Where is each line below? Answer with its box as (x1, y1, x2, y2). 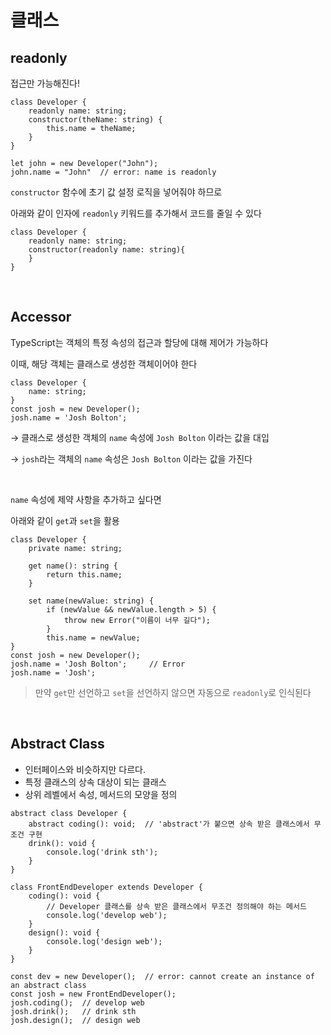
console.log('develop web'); (46, 910, 168, 920)
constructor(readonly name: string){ (28, 245, 186, 255)
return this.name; (46, 569, 123, 580)
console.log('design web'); (46, 936, 163, 946)
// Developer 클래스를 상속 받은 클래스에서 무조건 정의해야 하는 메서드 (46, 901, 307, 911)
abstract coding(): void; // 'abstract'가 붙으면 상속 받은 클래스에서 (28, 819, 310, 829)
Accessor (10, 309, 72, 326)
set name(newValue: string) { (28, 596, 155, 606)
